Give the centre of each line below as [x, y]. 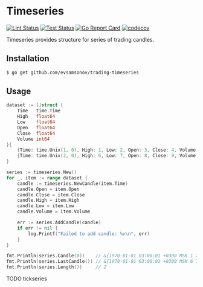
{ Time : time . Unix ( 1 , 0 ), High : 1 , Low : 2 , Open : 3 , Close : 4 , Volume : [108, 150]
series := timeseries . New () [42, 173]
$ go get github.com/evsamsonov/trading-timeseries [72, 73]
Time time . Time [39, 111]
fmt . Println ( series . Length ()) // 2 [56, 267]
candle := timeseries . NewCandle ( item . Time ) [73, 183]
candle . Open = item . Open [48, 189]
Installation [28, 59]
